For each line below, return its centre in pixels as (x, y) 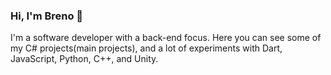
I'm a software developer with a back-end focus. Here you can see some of (166, 38)
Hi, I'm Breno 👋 (47, 16)
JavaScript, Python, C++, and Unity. (84, 59)
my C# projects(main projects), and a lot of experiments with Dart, (146, 48)
